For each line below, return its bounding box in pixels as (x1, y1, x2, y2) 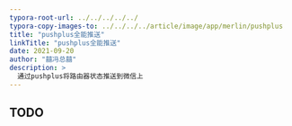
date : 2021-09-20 (9, 47, 75, 56)
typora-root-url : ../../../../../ (9, 13, 139, 22)
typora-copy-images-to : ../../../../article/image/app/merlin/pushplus (9, 22, 283, 31)
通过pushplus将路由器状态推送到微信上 (17, 72, 144, 81)
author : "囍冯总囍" (9, 55, 77, 64)
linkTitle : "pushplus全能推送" (9, 38, 121, 48)
